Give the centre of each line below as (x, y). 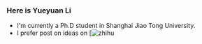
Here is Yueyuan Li (39, 10)
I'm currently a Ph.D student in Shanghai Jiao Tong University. (106, 26)
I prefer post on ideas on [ (54, 33)
